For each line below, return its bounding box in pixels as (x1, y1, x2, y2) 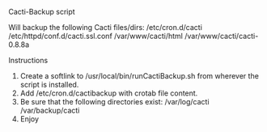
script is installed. (19, 80, 79, 89)
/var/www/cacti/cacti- (184, 32, 259, 40)
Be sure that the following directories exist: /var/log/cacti (19, 97, 210, 106)
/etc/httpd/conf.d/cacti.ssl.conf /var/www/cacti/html (8, 32, 184, 40)
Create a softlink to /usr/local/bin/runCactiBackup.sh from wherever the (19, 71, 259, 80)
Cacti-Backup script (8, 7, 75, 16)
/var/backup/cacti (19, 105, 80, 115)
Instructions (8, 56, 49, 65)
